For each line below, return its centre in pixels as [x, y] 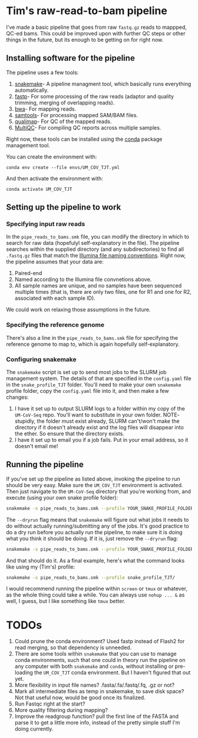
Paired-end [28, 273]
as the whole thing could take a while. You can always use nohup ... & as [95, 595]
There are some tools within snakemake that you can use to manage [95, 654]
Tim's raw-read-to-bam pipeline [87, 11]
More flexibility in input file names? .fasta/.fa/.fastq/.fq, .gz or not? [95, 685]
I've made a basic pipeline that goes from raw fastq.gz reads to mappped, [97, 27]
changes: [17, 397]
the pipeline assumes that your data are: [55, 262]
